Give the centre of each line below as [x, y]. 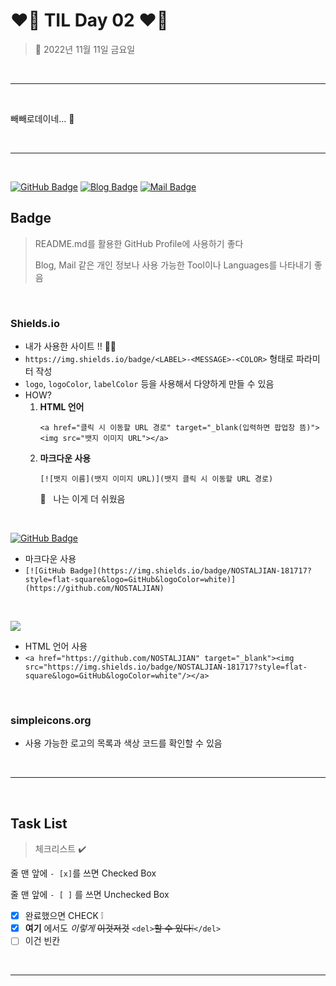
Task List [39, 823]
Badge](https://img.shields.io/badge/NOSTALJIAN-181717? [190, 571]
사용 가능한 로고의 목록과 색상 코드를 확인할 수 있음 [123, 743]
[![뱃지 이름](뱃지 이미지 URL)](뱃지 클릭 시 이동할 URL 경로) [156, 479]
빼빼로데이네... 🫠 [42, 118]
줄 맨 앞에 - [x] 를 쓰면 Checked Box [83, 873]
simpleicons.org [51, 720]
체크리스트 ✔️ [60, 849]
